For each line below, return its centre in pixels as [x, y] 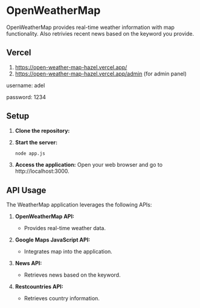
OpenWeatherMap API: [44, 217]
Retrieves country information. [62, 298]
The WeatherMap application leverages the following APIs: [79, 205]
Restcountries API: [39, 287]
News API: [28, 263]
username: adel [26, 85]
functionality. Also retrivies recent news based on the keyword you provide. [100, 33]
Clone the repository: [42, 130]
